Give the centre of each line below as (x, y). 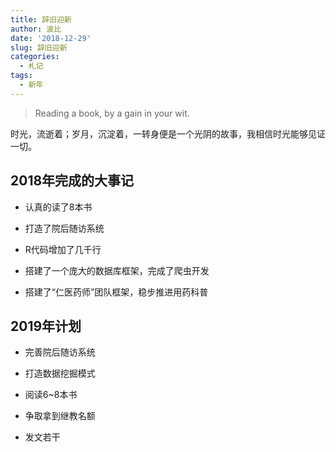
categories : (35, 57)
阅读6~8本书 (51, 395)
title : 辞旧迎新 (41, 19)
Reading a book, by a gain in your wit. (112, 113)
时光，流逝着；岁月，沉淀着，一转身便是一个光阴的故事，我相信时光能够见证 (168, 133)
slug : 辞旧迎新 (39, 47)
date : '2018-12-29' (51, 38)
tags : (21, 76)
